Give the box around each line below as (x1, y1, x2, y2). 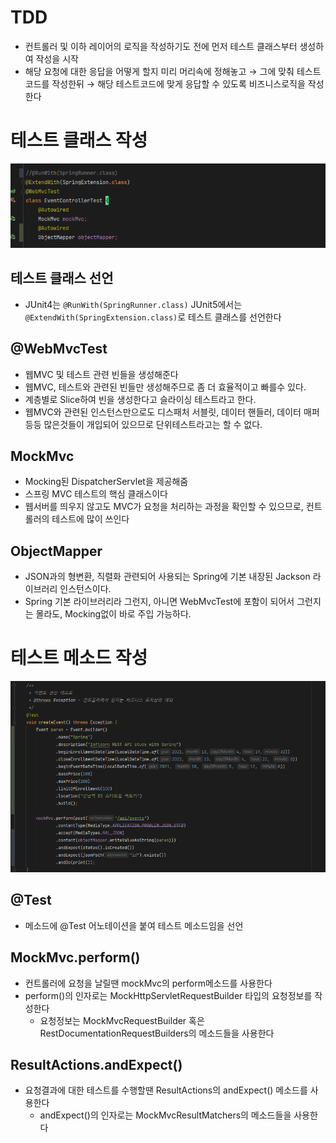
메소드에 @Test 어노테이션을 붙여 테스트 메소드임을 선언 (24, 919, 244, 931)
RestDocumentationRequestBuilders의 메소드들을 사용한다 (39, 1027, 275, 1039)
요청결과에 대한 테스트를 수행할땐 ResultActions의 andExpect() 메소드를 (24, 1084, 308, 1096)
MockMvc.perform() (10, 949, 141, 966)
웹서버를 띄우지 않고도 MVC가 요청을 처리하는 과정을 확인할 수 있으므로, (24, 501, 304, 513)
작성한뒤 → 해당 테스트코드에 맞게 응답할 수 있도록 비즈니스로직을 (51, 77, 306, 90)
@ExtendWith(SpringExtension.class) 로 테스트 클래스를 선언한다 (24, 311, 282, 323)
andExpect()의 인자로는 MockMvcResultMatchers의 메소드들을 (39, 1109, 292, 1121)
